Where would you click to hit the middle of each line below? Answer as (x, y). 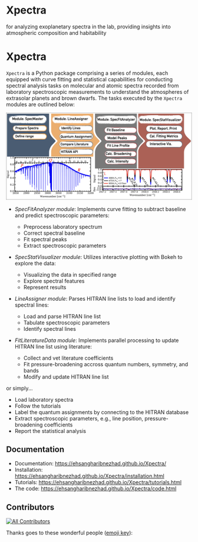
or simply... (20, 388)
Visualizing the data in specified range (70, 274)
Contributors (30, 507)
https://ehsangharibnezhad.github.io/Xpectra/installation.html (90, 476)
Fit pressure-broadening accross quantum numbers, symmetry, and (106, 364)
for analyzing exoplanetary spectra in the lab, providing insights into (88, 27)
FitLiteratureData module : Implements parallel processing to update (97, 340)
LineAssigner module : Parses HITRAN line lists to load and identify (95, 298)
